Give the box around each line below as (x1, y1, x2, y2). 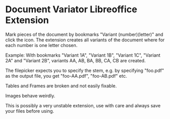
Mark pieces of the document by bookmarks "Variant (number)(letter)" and (5, 31, 164, 37)
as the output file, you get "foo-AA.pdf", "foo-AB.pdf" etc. (5, 73, 127, 79)
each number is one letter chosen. (5, 42, 78, 48)
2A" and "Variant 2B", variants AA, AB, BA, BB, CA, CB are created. (5, 57, 146, 63)
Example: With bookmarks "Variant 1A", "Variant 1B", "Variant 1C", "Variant (5, 52, 161, 58)
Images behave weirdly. (5, 92, 55, 99)
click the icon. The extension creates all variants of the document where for (5, 37, 165, 43)
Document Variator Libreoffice (5, 4, 137, 15)
